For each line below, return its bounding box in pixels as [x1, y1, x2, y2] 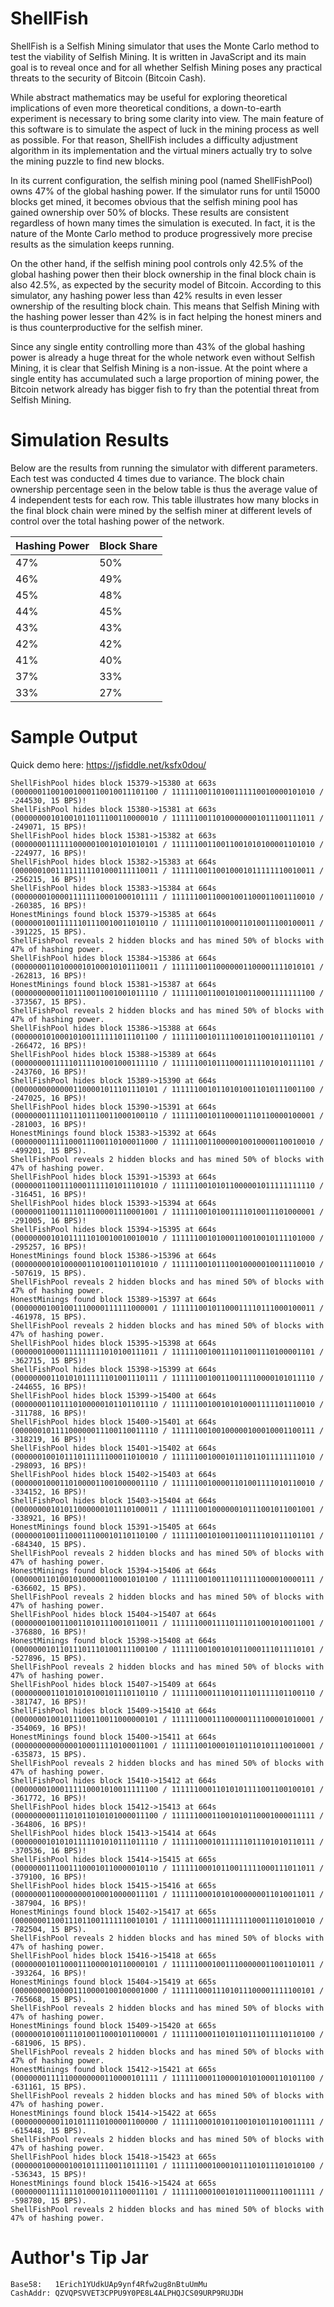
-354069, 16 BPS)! [10, 1723, 87, 1733]
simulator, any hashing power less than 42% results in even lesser [10, 289, 283, 301]
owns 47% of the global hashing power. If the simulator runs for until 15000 [10, 185, 321, 197]
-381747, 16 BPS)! [10, 1697, 87, 1707]
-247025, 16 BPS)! [10, 1093, 87, 1103]
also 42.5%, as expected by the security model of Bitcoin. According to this [10, 278, 322, 291]
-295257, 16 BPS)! [10, 1242, 87, 1252]
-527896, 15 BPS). [10, 1653, 87, 1663]
